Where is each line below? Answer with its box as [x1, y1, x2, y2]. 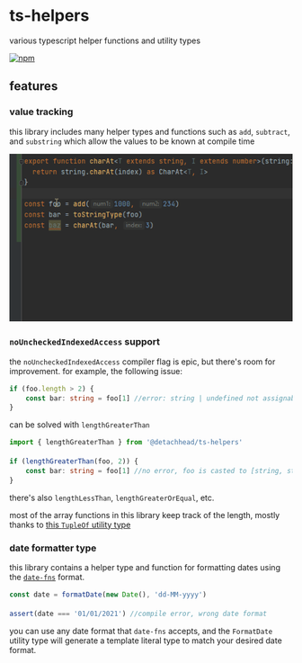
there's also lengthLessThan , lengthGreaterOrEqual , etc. [9, 492, 215, 503]
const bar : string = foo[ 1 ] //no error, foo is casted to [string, [25, 466, 283, 475]
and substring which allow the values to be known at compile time [9, 136, 255, 147]
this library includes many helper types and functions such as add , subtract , [9, 126, 290, 137]
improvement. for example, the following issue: [9, 365, 182, 376]
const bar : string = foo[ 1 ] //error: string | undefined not [25, 393, 259, 403]
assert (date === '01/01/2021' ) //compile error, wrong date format [9, 609, 268, 618]
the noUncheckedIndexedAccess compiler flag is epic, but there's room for [9, 356, 276, 367]
